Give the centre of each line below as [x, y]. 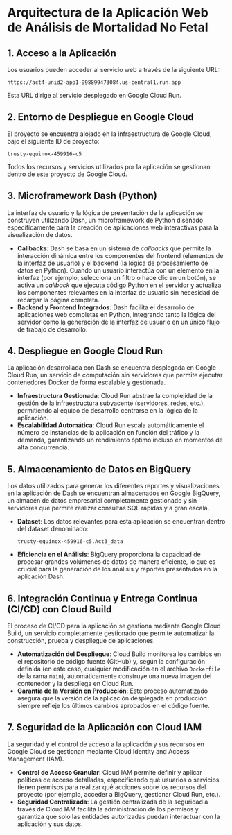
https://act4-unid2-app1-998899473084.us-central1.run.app [94, 83]
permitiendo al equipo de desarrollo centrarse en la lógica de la [108, 411]
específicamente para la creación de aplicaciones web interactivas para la [113, 227]
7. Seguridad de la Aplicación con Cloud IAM [105, 727]
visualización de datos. [40, 234]
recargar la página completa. [58, 300]
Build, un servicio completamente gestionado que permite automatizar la [111, 633]
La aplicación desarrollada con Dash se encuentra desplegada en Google [112, 368]
